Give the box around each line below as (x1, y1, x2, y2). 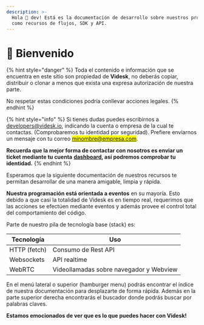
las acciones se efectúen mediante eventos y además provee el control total (6, 203, 197, 210)
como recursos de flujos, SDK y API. (12, 20, 107, 26)
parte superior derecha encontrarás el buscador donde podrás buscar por (6, 294, 192, 301)
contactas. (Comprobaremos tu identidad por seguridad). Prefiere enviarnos (6, 129, 197, 136)
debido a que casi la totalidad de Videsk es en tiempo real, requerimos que (6, 196, 194, 204)
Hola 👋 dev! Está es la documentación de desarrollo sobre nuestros (12, 15, 189, 21)
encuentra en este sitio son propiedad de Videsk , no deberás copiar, (6, 73, 178, 80)
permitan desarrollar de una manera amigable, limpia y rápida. (6, 178, 162, 185)
